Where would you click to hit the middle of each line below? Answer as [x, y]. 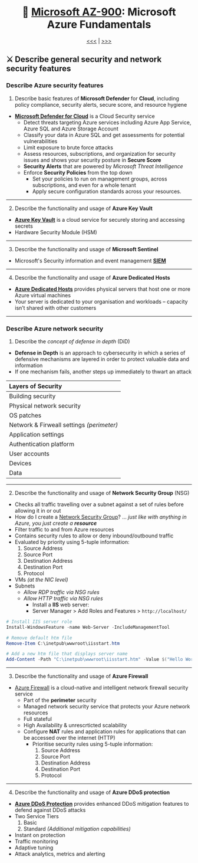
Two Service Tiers [37, 816]
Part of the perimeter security [60, 700]
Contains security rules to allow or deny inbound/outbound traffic [94, 536]
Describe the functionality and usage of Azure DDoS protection [92, 792]
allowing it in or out [38, 510]
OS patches [25, 415]
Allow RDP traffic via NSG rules [62, 592]
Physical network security [45, 405]
